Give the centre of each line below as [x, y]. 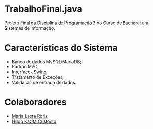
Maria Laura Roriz [30, 116]
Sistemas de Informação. [30, 28]
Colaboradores [36, 102]
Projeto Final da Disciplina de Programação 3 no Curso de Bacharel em [76, 23]
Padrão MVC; [25, 66]
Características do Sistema [61, 48]
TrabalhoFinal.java [43, 9]
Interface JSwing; [30, 72]
